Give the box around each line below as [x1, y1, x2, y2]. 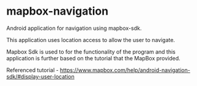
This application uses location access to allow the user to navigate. [6, 36, 176, 43]
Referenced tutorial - [6, 66, 59, 74]
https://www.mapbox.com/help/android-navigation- [60, 66, 191, 74]
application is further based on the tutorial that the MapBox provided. [6, 54, 180, 62]
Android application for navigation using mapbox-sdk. [6, 24, 142, 32]
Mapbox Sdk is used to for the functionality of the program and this [6, 48, 176, 56]
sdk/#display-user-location [6, 73, 75, 80]
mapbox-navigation [6, 4, 109, 18]
